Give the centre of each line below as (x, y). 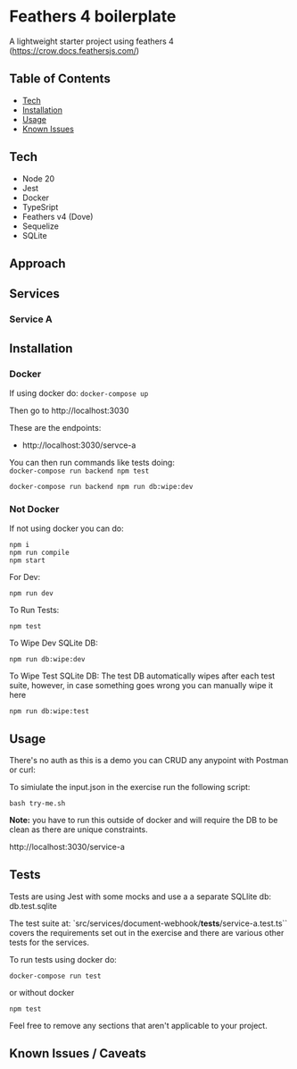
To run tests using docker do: (63, 959)
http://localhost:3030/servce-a (79, 445)
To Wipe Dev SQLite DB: (54, 643)
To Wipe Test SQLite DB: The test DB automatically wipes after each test (142, 676)
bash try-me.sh (37, 804)
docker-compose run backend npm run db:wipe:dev (101, 486)
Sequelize (41, 226)
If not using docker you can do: (67, 528)
